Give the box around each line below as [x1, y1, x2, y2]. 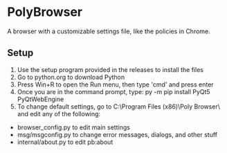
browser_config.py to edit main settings [17, 123, 130, 132]
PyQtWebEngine [17, 95, 64, 103]
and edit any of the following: [17, 109, 101, 118]
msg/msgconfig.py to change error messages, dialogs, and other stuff [17, 130, 218, 138]
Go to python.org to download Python [17, 73, 125, 81]
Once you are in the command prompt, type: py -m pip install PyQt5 [17, 87, 210, 96]
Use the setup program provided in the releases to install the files [17, 65, 204, 73]
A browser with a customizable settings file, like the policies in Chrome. [7, 27, 211, 35]
